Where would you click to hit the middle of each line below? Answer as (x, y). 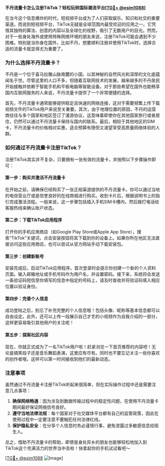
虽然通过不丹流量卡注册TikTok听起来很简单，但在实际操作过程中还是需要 (79, 384)
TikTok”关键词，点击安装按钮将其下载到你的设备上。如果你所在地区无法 (83, 238)
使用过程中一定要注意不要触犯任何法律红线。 (57, 419)
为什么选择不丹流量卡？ (33, 62)
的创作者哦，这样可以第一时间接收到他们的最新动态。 (59, 359)
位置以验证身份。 (22, 286)
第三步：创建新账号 (25, 256)
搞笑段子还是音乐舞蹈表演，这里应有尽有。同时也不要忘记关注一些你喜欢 (87, 353)
